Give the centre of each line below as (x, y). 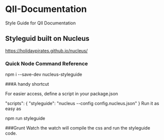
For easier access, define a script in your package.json (62, 94)
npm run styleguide (25, 119)
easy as (13, 109)
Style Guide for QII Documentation (40, 23)
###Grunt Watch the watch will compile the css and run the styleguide (78, 128)
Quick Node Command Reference (47, 63)
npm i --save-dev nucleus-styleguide (44, 74)
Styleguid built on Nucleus (47, 39)
